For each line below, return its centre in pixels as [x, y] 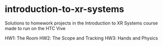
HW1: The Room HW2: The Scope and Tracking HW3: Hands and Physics [81, 38]
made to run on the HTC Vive [35, 28]
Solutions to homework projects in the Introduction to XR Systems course [81, 23]
